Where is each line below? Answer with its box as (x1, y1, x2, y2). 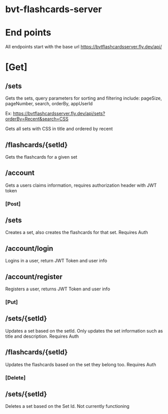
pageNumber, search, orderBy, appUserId (5, 101, 93, 107)
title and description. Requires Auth (5, 333, 79, 339)
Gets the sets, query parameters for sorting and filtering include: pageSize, (5, 95, 162, 101)
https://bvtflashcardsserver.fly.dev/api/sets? (13, 110, 106, 116)
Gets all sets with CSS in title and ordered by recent (5, 126, 113, 132)
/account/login (5, 244, 53, 253)
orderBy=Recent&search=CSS (5, 116, 69, 122)
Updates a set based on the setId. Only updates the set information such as (5, 328, 163, 334)
